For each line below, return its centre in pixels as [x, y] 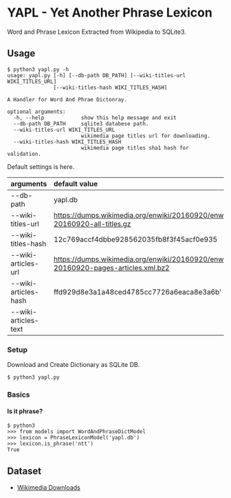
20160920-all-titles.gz [92, 223]
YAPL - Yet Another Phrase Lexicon [110, 13]
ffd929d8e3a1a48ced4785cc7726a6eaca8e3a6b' [138, 292]
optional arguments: [37, 112]
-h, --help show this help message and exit [95, 118]
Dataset [24, 471]
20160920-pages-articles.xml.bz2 [112, 268]
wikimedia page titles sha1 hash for [135, 148]
